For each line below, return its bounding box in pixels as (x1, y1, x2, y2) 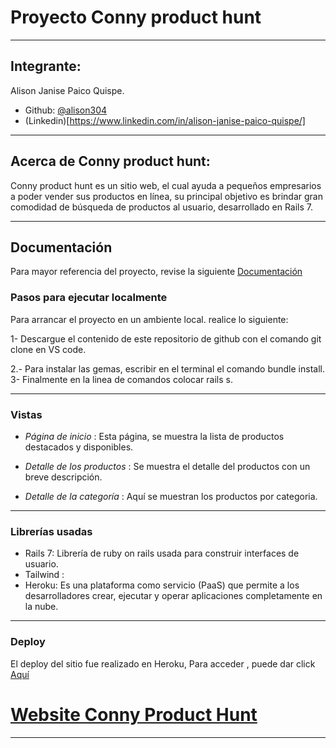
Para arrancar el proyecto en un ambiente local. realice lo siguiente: (10, 313, 289, 325)
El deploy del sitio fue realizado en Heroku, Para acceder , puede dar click (10, 657, 316, 670)
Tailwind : (24, 569, 65, 581)
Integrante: (10, 58, 82, 75)
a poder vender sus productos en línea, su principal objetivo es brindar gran (10, 190, 323, 202)
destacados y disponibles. (24, 441, 134, 453)
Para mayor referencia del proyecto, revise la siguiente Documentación (10, 266, 303, 278)
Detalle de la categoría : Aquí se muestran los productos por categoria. (24, 490, 318, 502)
